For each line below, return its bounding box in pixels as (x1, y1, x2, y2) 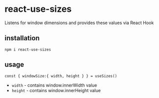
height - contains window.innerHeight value (11, 87, 101, 93)
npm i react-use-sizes (4, 47, 51, 52)
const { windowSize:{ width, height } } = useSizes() (4, 73, 118, 78)
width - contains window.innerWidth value (11, 82, 97, 88)
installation (4, 34, 40, 42)
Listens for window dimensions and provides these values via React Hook (4, 20, 154, 26)
